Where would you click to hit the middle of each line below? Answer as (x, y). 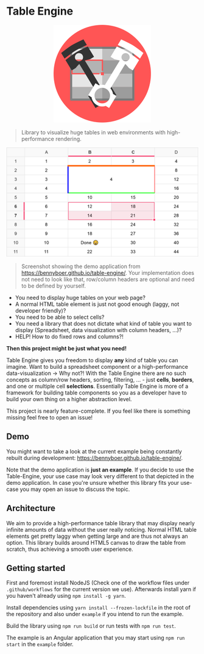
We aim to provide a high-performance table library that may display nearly (100, 523)
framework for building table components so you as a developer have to (97, 393)
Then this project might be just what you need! (66, 348)
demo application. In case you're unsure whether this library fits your (93, 482)
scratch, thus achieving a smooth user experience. (70, 549)
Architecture (31, 508)
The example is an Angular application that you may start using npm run (96, 638)
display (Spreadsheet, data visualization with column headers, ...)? (98, 330)
